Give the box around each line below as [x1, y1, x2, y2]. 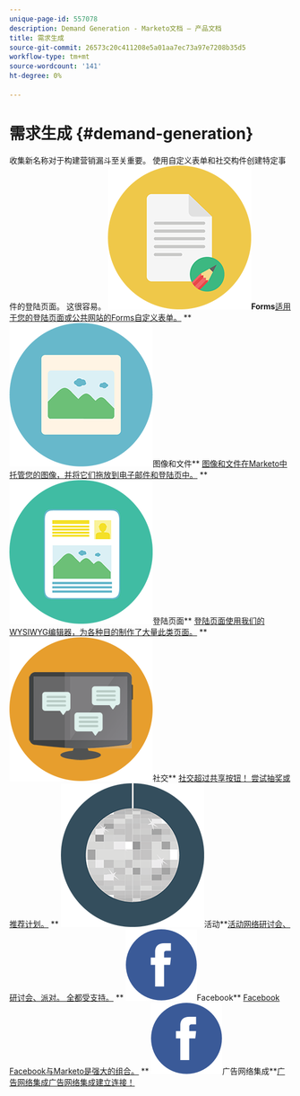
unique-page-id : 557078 [9, 14, 99, 23]
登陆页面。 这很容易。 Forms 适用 [24, 301, 291, 312]
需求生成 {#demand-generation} [9, 123, 253, 144]
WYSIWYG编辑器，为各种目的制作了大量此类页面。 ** [9, 626, 208, 637]
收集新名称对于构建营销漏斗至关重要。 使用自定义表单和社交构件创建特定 [9, 155, 279, 165]
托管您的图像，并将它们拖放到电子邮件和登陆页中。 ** [9, 469, 208, 480]
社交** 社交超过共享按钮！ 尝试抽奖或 [152, 773, 291, 783]
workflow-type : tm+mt [9, 52, 90, 62]
